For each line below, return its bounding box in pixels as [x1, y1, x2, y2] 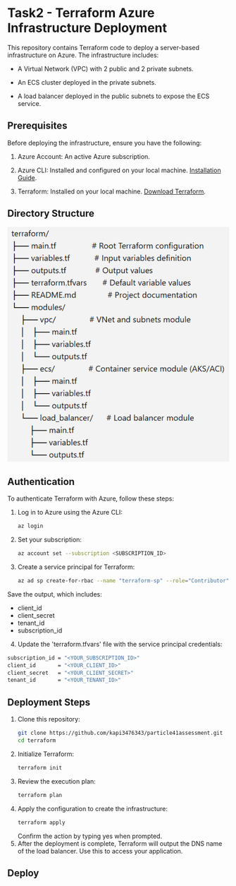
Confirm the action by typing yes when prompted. [17, 832, 163, 840]
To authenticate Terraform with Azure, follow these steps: [7, 494, 175, 503]
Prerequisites [7, 120, 68, 132]
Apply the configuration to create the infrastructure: [17, 804, 168, 813]
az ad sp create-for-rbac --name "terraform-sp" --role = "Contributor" [17, 577, 230, 584]
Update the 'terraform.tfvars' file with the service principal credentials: [17, 640, 223, 648]
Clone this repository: [17, 715, 80, 724]
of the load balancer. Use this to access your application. [17, 846, 183, 855]
